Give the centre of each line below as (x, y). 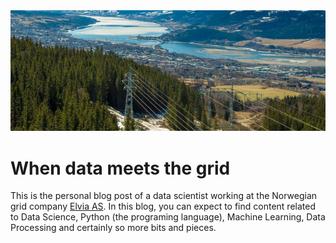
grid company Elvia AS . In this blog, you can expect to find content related (163, 206)
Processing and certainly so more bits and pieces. (113, 228)
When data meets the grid (120, 168)
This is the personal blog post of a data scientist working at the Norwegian (164, 196)
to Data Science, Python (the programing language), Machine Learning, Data (168, 217)
